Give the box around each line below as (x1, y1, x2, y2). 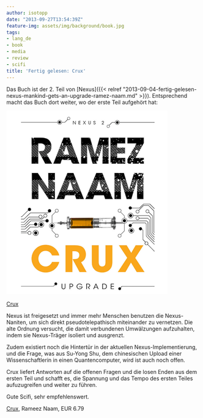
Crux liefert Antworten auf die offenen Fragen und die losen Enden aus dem (6, 368, 197, 375)
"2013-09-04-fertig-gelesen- (122, 86, 197, 93)
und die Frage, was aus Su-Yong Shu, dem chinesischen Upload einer (6, 350, 182, 357)
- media (6, 49, 26, 55)
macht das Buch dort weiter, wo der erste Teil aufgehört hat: (6, 98, 158, 106)
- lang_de (6, 35, 32, 42)
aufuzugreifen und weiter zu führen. (6, 381, 97, 388)
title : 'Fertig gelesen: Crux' (6, 68, 86, 74)
